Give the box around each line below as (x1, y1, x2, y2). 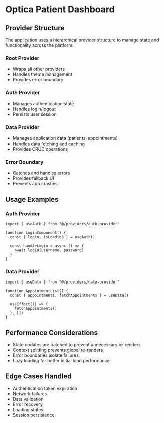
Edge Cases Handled (5, 372, 72, 381)
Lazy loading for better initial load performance (12, 357, 110, 363)
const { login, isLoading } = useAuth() (10, 234, 95, 239)
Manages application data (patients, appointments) (12, 135, 118, 141)
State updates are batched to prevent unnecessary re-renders (12, 341, 141, 347)
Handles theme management (12, 71, 73, 77)
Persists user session (12, 111, 57, 117)
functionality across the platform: (5, 42, 74, 48)
